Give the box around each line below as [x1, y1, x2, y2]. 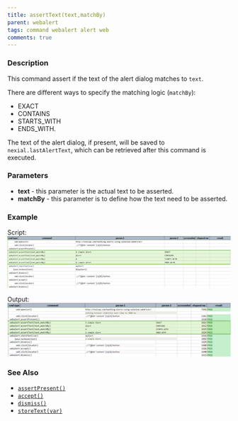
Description [7, 58, 49, 68]
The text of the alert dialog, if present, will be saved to [7, 138, 165, 147]
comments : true [7, 34, 52, 41]
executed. [7, 153, 37, 162]
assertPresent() [17, 385, 66, 393]
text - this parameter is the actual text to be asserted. [17, 186, 174, 195]
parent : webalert [7, 18, 59, 26]
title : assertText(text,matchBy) [7, 11, 106, 18]
